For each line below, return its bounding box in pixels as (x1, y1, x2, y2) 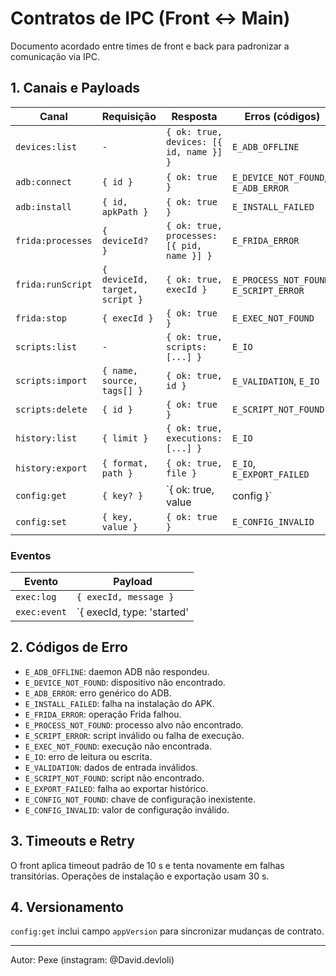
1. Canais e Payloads (10, 80, 141, 97)
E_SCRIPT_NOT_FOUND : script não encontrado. (24, 772, 205, 784)
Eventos (10, 548, 52, 562)
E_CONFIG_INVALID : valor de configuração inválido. (24, 803, 230, 816)
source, (101, 375, 139, 386)
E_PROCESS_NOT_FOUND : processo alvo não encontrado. (24, 718, 244, 731)
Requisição (101, 109, 157, 123)
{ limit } (101, 432, 149, 444)
